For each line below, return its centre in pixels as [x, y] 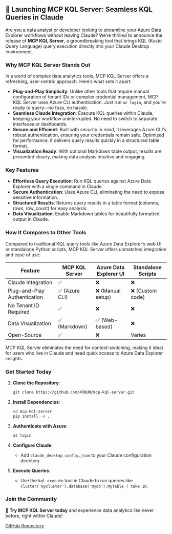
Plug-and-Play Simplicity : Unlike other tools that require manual [81, 91]
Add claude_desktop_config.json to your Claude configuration [86, 455]
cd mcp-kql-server [32, 411]
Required [19, 312]
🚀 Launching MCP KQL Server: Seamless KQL [79, 9]
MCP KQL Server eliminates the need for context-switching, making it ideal [84, 347]
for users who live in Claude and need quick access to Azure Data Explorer [84, 353]
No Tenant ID [24, 305]
